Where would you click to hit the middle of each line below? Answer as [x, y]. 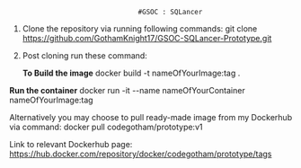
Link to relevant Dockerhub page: [71, 144]
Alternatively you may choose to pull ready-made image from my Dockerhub [151, 117]
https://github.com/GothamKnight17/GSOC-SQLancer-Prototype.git [147, 38]
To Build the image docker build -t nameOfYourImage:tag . [131, 73]
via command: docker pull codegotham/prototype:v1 [106, 127]
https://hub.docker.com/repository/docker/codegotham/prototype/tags [141, 154]
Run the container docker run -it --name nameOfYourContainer [127, 90]
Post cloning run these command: [85, 56]
